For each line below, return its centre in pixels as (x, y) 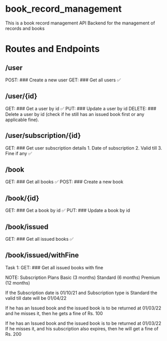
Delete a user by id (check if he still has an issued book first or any (75, 114)
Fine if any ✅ (19, 153)
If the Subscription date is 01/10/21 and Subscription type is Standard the (81, 293)
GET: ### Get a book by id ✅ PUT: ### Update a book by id (68, 210)
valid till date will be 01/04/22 (36, 298)
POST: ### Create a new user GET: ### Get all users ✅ (63, 80)
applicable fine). (22, 120)
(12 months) (18, 282)
